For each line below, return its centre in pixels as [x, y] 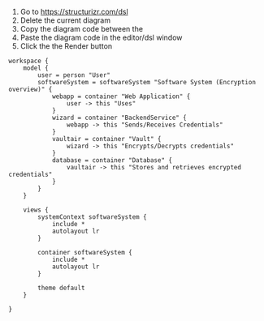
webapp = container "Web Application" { [121, 96]
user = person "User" [74, 75]
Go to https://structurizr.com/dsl [74, 12]
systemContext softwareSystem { [93, 217]
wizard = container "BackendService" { [119, 118]
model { [36, 68]
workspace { [28, 61]
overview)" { [30, 89]
